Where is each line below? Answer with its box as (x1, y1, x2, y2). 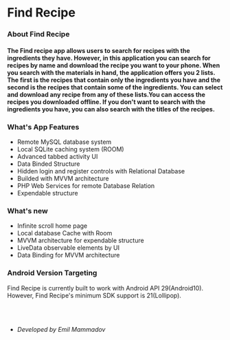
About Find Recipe (7, 30, 70, 39)
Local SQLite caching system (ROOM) (16, 145, 125, 153)
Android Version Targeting (7, 268, 97, 278)
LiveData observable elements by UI (16, 244, 120, 252)
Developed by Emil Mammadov (16, 325, 106, 333)
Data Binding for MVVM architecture (16, 251, 120, 259)
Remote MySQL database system (16, 138, 112, 146)
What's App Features (7, 122, 80, 131)
